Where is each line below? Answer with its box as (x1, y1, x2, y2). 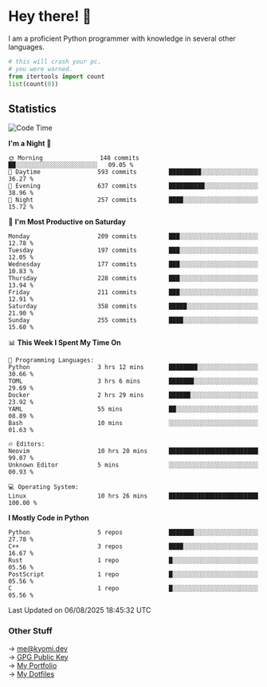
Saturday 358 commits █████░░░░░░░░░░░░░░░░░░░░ (8, 303, 259, 311)
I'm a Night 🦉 (8, 139, 52, 149)
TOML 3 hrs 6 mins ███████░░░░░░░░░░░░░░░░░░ (8, 377, 259, 386)
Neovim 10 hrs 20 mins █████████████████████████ (8, 447, 259, 455)
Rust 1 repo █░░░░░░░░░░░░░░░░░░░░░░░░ (8, 557, 259, 565)
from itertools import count (8, 72, 105, 81)
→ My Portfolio (8, 661, 57, 670)
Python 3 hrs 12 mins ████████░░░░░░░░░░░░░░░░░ (8, 363, 259, 371)
